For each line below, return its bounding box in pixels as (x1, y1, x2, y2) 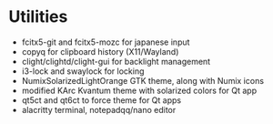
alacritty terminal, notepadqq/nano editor (21, 104, 177, 115)
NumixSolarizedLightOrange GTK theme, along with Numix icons (21, 75, 265, 86)
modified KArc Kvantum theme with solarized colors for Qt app (21, 85, 257, 96)
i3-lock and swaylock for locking (21, 66, 145, 77)
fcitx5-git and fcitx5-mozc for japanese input (21, 36, 190, 47)
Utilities (8, 6, 68, 27)
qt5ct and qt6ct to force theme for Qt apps (21, 94, 182, 106)
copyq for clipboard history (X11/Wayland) (21, 46, 179, 57)
